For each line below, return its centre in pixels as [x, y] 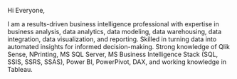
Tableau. [20, 69]
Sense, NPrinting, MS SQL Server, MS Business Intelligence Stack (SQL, [113, 54]
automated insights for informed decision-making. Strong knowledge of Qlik [118, 47]
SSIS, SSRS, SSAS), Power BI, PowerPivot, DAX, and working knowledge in [117, 62]
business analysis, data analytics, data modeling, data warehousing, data [115, 32]
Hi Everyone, [26, 10]
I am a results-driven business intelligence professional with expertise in [113, 24]
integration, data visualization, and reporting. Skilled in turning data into [112, 39]
